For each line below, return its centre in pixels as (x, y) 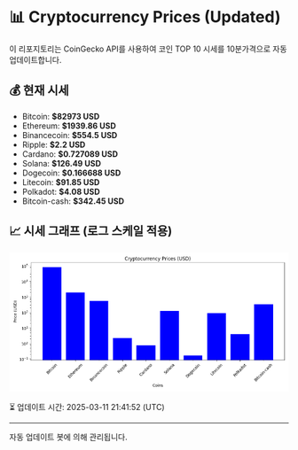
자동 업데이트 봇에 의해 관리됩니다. (68, 437)
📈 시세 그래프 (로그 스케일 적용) (91, 231)
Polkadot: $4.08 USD (61, 191)
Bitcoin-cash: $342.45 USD (73, 201)
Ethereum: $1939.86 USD (69, 126)
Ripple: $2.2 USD (54, 144)
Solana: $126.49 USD (62, 163)
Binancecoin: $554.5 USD (70, 135)
